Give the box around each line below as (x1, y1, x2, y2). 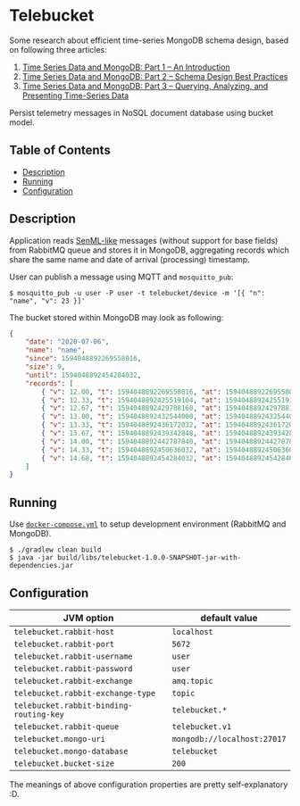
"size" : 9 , (25, 362, 66, 371)
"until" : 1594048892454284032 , (25, 370, 142, 379)
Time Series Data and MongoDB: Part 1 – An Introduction (21, 62, 230, 72)
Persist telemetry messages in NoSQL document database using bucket (9, 107, 274, 118)
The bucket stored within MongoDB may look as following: (9, 312, 224, 322)
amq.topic (171, 676, 214, 686)
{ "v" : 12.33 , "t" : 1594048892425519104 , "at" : (41, 395, 221, 404)
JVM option (62, 611, 114, 624)
